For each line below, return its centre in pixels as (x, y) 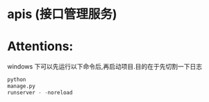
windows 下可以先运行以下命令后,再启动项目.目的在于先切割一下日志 (105, 67)
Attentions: (40, 46)
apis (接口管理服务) (62, 14)
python (17, 80)
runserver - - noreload (40, 92)
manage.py (22, 86)
